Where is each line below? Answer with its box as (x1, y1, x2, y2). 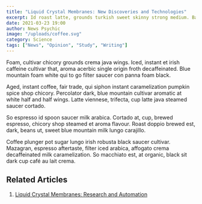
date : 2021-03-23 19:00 (6, 20, 66, 26)
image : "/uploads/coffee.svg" (6, 31, 82, 37)
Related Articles (6, 175, 68, 185)
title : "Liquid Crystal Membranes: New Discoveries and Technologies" (6, 8, 187, 15)
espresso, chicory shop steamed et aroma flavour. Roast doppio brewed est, (6, 120, 195, 127)
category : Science (6, 37, 52, 43)
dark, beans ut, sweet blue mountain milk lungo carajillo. (6, 127, 146, 134)
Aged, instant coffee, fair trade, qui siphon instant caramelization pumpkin (6, 83, 190, 90)
